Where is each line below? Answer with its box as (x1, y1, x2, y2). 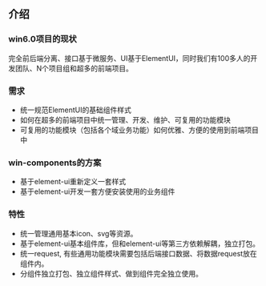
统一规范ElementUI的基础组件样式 (19, 105, 132, 115)
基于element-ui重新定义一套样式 (19, 177, 127, 187)
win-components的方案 (8, 157, 102, 168)
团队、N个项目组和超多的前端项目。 (14, 63, 134, 73)
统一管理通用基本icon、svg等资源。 (19, 228, 138, 238)
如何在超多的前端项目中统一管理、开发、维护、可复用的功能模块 (19, 115, 231, 124)
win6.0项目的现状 (8, 34, 78, 45)
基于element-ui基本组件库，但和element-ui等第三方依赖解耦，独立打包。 (19, 239, 260, 248)
